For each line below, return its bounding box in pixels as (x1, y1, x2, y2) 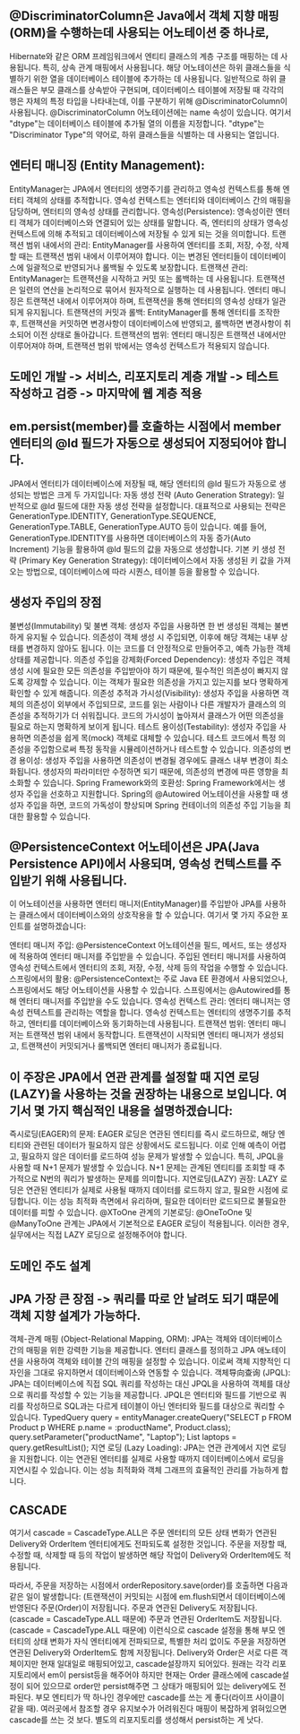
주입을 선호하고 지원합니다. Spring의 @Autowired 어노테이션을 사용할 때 (25, 788, 279, 799)
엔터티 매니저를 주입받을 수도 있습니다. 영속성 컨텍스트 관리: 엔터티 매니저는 (18, 996, 282, 1006)
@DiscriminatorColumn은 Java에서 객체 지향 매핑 (9, 8, 279, 24)
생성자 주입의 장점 (9, 595, 102, 610)
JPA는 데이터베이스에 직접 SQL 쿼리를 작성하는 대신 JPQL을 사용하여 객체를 (9, 1378, 274, 1389)
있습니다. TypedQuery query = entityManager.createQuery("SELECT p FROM (9, 1412, 292, 1423)
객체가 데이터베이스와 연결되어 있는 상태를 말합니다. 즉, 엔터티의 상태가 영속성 (18, 217, 289, 228)
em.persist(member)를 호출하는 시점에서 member (9, 419, 282, 435)
